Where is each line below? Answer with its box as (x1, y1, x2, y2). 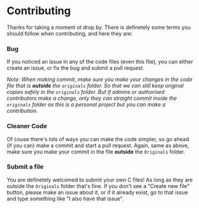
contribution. (7, 108, 38, 115)
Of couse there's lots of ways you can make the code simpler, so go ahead (7, 135, 189, 142)
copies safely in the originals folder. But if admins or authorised (7, 89, 165, 96)
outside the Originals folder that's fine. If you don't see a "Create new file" (7, 182, 190, 190)
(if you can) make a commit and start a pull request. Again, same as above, (7, 142, 190, 149)
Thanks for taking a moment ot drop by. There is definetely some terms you (7, 24, 191, 31)
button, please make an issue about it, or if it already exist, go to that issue (7, 188, 188, 196)
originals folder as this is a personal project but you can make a (7, 101, 166, 108)
